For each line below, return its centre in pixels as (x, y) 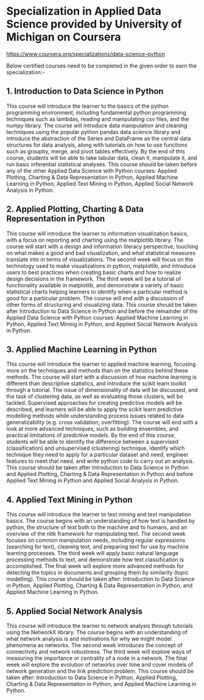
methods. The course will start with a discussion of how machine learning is (101, 377)
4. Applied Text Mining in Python (69, 499)
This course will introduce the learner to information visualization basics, (97, 233)
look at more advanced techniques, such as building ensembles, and (92, 429)
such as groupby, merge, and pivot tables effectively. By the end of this (96, 151)
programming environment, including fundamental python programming (96, 112)
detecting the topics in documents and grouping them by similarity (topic (97, 573)
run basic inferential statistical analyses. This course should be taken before (102, 164)
